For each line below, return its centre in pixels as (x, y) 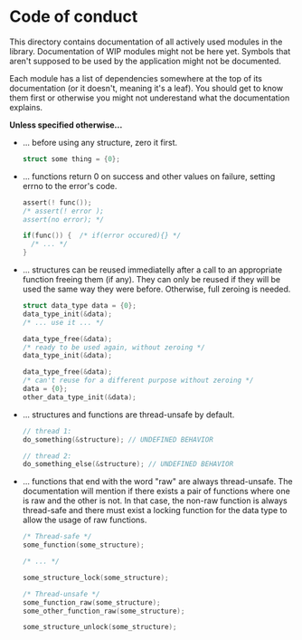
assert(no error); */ (63, 219)
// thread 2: (47, 456)
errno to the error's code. (70, 186)
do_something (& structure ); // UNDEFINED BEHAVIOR (118, 439)
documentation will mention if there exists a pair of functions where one (156, 492)
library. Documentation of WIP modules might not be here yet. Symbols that (150, 51)
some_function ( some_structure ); (83, 545)
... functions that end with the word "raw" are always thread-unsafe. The (157, 482)
